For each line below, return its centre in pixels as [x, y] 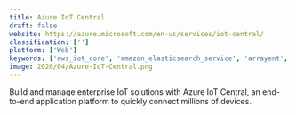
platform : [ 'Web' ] [43, 50]
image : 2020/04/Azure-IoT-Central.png [81, 67]
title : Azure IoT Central [57, 17]
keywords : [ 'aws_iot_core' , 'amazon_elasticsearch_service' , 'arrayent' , [149, 58]
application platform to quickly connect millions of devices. [144, 101]
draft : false [33, 26]
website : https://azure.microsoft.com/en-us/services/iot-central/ [137, 34]
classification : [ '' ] [49, 42]
